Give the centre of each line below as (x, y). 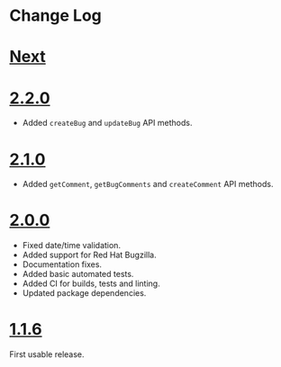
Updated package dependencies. (84, 293)
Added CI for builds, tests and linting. (91, 283)
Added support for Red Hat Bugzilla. (89, 255)
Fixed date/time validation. (72, 246)
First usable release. (47, 354)
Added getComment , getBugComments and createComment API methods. (148, 184)
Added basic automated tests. (78, 274)
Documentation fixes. (62, 264)
